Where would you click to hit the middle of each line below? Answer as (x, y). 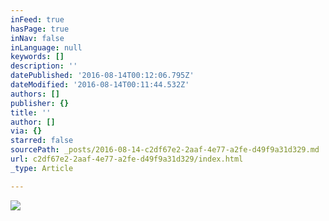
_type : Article (42, 168)
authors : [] (35, 94)
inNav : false (37, 38)
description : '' (44, 66)
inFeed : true (37, 19)
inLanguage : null (46, 47)
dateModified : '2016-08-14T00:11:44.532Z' (100, 85)
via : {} (26, 131)
